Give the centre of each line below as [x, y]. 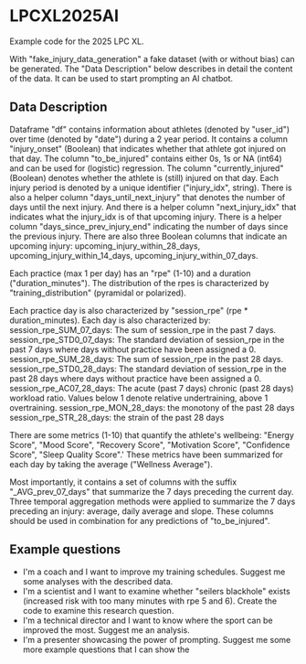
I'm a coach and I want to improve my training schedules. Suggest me [154, 572]
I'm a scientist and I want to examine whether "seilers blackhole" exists [156, 591]
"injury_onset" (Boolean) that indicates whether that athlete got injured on [148, 148]
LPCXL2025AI [64, 16]
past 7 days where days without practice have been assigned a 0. [133, 349]
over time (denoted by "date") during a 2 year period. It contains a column [148, 139]
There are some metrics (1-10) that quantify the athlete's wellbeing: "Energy [152, 434]
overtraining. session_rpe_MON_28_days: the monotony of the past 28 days [152, 407]
